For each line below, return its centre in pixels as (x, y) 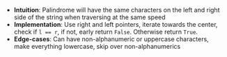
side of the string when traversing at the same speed (89, 17)
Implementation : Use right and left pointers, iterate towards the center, (116, 24)
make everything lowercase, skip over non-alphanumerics (97, 46)
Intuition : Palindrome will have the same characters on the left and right (117, 10)
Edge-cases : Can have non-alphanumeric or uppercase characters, (111, 39)
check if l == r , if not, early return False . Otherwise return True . (106, 32)
